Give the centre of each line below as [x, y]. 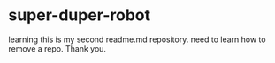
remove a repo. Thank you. [57, 48]
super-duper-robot [80, 15]
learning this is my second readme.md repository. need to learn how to [137, 39]
